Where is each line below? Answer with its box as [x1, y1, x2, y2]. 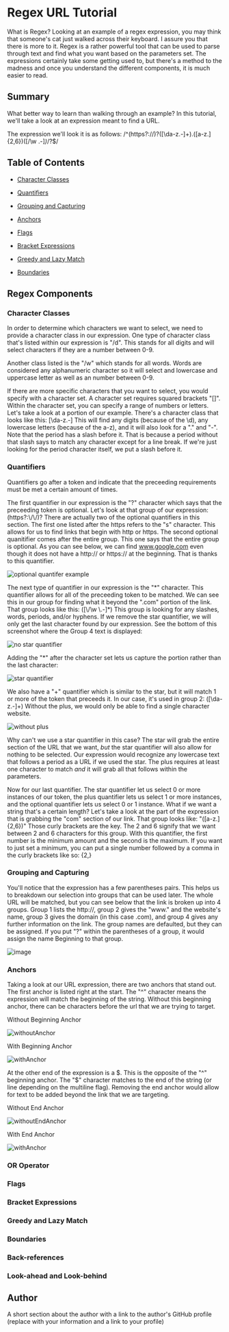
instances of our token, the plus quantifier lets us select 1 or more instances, [7, 793, 222, 801]
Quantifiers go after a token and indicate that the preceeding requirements [7, 478, 217, 486]
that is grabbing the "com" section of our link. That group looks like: [7, 814, 198, 823]
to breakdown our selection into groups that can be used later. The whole [7, 891, 214, 899]
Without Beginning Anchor [7, 1015, 82, 1024]
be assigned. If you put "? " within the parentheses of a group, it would [7, 927, 204, 935]
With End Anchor [7, 1131, 55, 1139]
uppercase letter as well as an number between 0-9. [7, 373, 155, 382]
